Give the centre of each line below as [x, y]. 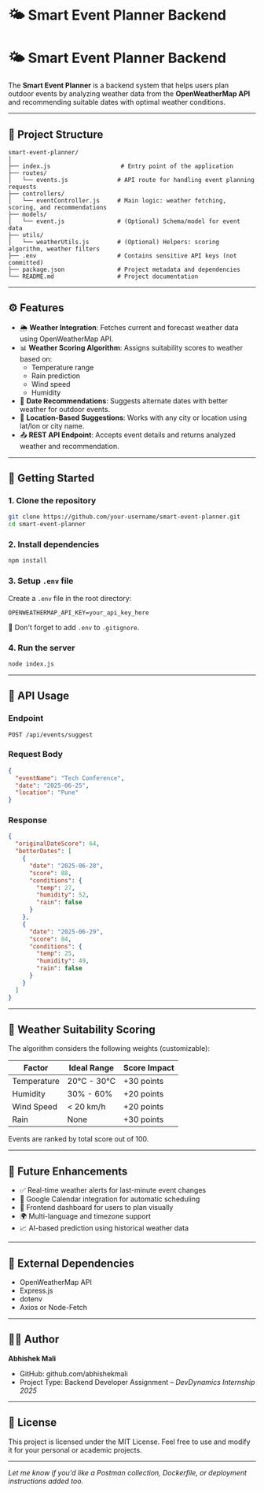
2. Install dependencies [54, 544]
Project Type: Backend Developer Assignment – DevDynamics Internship [137, 1382]
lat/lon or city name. [52, 425]
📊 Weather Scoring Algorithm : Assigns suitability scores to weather [131, 347]
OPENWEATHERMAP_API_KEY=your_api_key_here [79, 612]
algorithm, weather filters [54, 249]
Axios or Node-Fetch [53, 1308]
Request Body [35, 755]
